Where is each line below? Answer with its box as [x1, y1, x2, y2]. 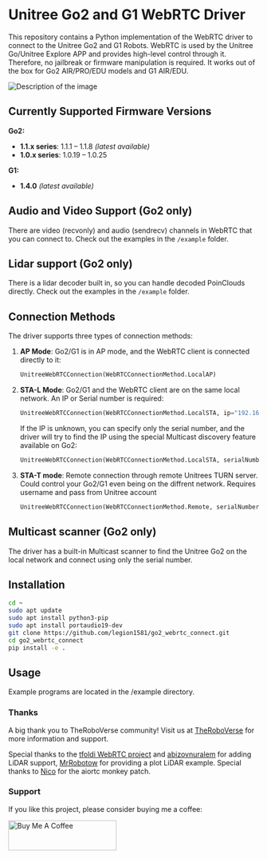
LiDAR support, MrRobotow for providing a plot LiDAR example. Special [8, 757, 241, 767]
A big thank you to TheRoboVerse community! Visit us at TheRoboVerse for [8, 725, 255, 735]
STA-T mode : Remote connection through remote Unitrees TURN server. [19, 470, 258, 480]
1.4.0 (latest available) [19, 181, 94, 190]
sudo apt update [8, 606, 62, 615]
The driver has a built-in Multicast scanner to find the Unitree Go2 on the [8, 546, 247, 556]
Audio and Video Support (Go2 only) [8, 204, 193, 218]
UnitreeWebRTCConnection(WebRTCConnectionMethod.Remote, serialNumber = [19, 502, 263, 511]
